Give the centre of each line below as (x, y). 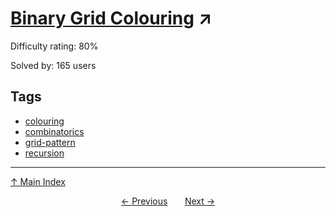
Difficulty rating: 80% (54, 46)
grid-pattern (50, 142)
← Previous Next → (168, 201)
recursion (44, 153)
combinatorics (54, 131)
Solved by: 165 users (53, 65)
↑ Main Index (38, 181)
